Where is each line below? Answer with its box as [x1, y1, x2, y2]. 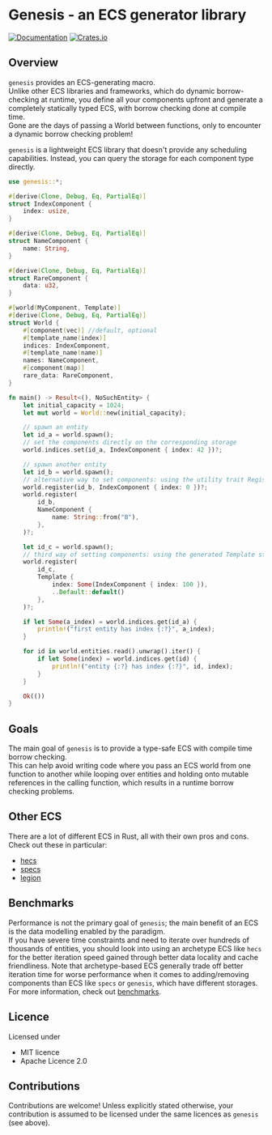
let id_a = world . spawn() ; [23, 431, 114, 439]
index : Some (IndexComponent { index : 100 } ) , [51, 580, 208, 589]
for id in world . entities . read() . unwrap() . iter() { [23, 648, 201, 656]
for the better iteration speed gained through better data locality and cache [8, 952, 259, 962]
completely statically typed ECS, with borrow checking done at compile [8, 103, 247, 113]
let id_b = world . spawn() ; [23, 468, 114, 476]
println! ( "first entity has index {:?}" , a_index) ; [37, 625, 216, 633]
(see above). [8, 1118, 51, 1128]
